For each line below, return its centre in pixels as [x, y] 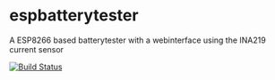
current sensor [37, 49]
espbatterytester [74, 16]
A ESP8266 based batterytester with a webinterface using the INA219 [137, 40]
